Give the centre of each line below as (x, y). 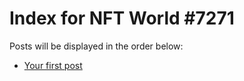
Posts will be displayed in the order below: (96, 46)
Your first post (53, 65)
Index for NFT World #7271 (122, 18)
